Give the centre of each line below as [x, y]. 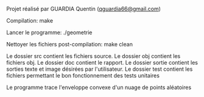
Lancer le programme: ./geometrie [49, 32]
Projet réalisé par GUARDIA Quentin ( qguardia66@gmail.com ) [84, 9]
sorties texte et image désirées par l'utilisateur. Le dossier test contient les [100, 69]
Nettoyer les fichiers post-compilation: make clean [69, 44]
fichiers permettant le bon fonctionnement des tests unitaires [83, 75]
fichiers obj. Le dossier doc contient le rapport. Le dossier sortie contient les [102, 63]
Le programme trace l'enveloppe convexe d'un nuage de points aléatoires [99, 87]
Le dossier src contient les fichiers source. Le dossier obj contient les [93, 56]
